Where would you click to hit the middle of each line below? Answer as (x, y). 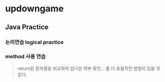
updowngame (34, 9)
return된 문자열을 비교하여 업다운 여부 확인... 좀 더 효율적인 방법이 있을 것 (89, 68)
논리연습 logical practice (34, 42)
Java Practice (27, 27)
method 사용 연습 (25, 57)
